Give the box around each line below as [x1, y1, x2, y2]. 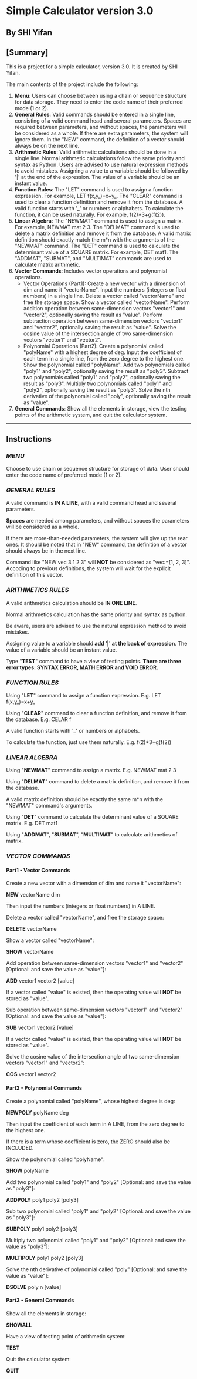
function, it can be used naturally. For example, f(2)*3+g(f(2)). [14, 211, 166, 219]
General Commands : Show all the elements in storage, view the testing [14, 405, 187, 412]
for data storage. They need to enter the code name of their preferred [14, 98, 183, 105]
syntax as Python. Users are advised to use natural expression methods [14, 161, 189, 168]
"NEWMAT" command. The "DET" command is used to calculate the [14, 243, 180, 250]
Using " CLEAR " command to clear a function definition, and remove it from [6, 709, 187, 716]
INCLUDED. [6, 1144, 34, 1151]
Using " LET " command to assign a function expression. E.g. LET [6, 692, 161, 699]
